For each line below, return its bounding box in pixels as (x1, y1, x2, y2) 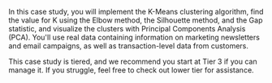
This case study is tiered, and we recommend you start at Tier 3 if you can (8, 56, 257, 66)
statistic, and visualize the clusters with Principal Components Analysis (8, 24, 246, 33)
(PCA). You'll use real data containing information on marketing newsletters (8, 32, 260, 42)
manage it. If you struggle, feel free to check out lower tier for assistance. (8, 65, 254, 75)
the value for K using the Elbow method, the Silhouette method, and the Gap (8, 15, 263, 25)
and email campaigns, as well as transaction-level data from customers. (8, 41, 249, 51)
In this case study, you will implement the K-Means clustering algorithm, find (8, 7, 264, 16)
